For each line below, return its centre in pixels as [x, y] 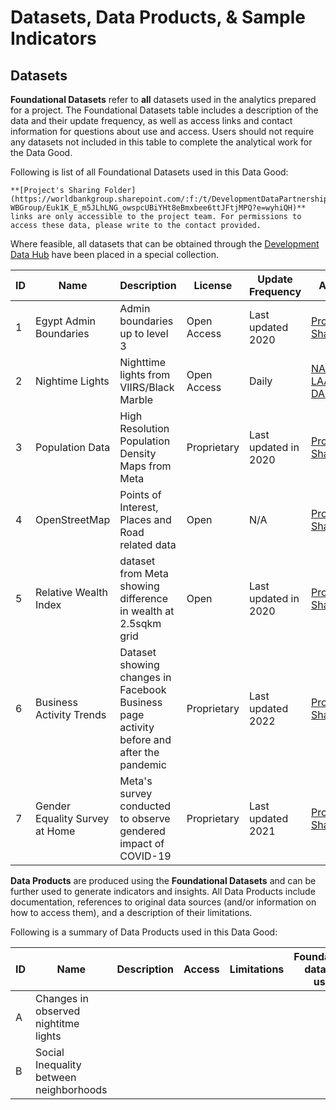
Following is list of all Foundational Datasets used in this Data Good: [149, 172]
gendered [142, 831]
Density [138, 453]
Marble [136, 399]
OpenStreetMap [73, 519]
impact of [142, 843]
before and [145, 739]
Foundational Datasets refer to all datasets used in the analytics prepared [163, 99]
